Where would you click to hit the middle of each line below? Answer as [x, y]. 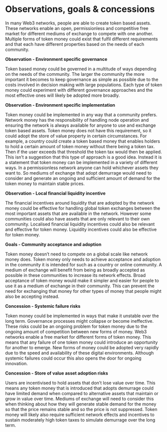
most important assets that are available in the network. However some [78, 214]
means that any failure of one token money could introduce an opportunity [82, 342]
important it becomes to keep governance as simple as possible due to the [82, 79]
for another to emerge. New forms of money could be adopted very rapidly [82, 347]
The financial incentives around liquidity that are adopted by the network [80, 203]
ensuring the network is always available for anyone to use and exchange [81, 125]
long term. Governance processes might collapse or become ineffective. [80, 321]
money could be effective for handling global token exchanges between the [83, 208]
